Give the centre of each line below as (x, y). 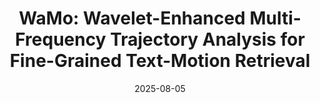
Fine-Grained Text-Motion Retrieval (160, 61)
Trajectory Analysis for (207, 39)
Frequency (61, 39)
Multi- (275, 18)
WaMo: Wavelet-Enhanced (132, 18)
